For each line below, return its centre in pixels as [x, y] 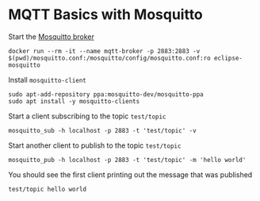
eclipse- [228, 58]
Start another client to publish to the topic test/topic [95, 145]
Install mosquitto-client [48, 79]
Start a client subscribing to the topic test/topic [87, 116]
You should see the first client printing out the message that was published [130, 174]
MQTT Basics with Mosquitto [106, 15]
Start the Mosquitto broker [52, 37]
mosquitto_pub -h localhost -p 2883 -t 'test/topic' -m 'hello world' [127, 160]
